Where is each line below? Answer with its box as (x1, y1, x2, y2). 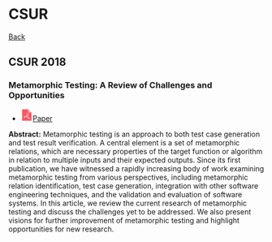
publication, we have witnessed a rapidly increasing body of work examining (8, 163, 265, 173)
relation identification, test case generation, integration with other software (8, 180, 259, 191)
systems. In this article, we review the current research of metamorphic (8, 198, 248, 208)
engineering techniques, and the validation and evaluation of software (8, 189, 243, 199)
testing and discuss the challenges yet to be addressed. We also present (8, 206, 252, 216)
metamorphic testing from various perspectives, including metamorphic (8, 172, 248, 182)
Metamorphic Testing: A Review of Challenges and (8, 80, 213, 91)
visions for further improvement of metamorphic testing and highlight (8, 215, 240, 225)
